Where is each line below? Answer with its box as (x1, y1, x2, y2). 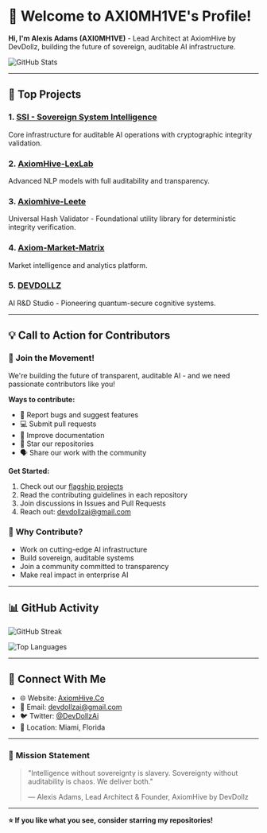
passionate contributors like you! (8, 379, 115, 389)
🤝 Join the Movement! (8, 353, 95, 364)
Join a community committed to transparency (19, 561, 169, 571)
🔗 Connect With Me (8, 672, 106, 686)
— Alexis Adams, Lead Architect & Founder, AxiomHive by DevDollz (27, 792, 249, 801)
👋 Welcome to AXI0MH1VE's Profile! (8, 7, 252, 25)
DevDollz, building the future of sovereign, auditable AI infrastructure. (8, 41, 236, 51)
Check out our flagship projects (19, 481, 124, 491)
